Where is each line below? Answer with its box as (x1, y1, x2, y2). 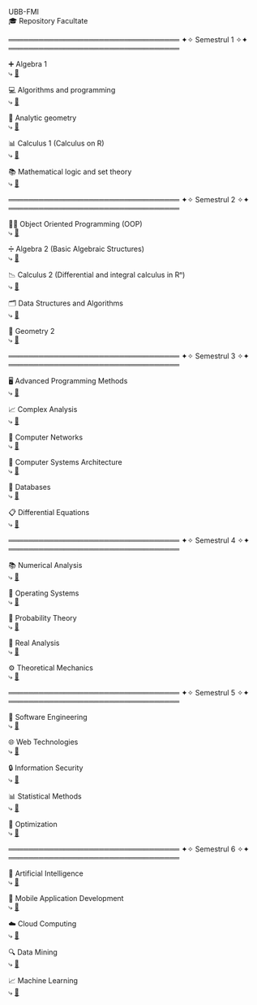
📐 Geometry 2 (8, 327, 55, 336)
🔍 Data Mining (8, 947, 58, 957)
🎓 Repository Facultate (8, 16, 88, 25)
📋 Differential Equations (8, 508, 90, 517)
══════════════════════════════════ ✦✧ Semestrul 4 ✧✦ (8, 535, 250, 545)
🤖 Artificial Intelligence (8, 869, 84, 878)
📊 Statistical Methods (8, 791, 83, 801)
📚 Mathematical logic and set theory (8, 167, 132, 176)
